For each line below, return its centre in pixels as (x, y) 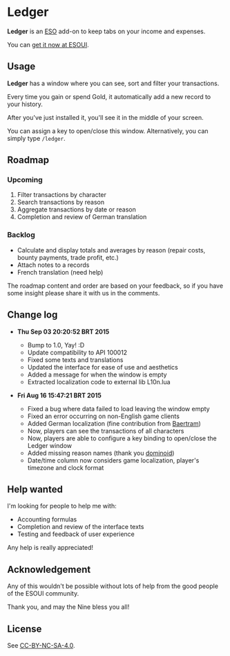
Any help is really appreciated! (50, 548)
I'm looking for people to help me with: (62, 506)
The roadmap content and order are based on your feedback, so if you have (115, 286)
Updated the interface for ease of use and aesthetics (103, 367)
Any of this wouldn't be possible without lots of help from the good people (113, 586)
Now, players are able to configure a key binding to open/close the (122, 438)
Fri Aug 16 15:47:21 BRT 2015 (59, 395)
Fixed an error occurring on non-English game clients (103, 416)
